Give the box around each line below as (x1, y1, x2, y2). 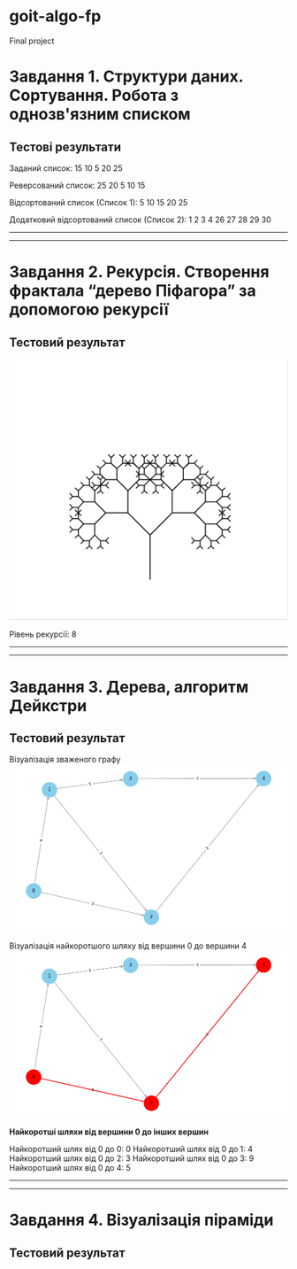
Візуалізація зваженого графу (9, 754, 121, 765)
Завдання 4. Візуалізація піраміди (9, 1211, 274, 1230)
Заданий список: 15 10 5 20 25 (9, 162, 123, 174)
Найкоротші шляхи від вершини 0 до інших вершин (9, 1126, 209, 1137)
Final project (9, 35, 55, 46)
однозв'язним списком (9, 104, 192, 125)
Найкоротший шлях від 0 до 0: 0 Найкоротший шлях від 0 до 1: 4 (9, 1144, 254, 1155)
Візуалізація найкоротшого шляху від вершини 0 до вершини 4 (9, 940, 247, 951)
